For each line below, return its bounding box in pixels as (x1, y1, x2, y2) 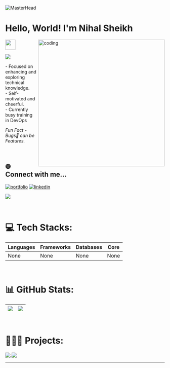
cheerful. (5, 101, 24, 107)
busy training (5, 112, 33, 118)
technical (5, 79, 24, 86)
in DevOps (5, 117, 27, 123)
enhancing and (5, 68, 36, 75)
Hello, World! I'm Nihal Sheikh (5, 23, 133, 34)
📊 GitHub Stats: (5, 284, 74, 295)
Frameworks (40, 243, 71, 250)
